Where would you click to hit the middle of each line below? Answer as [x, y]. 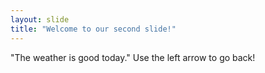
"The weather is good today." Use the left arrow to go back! [133, 57]
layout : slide [40, 19]
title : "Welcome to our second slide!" [93, 29]
